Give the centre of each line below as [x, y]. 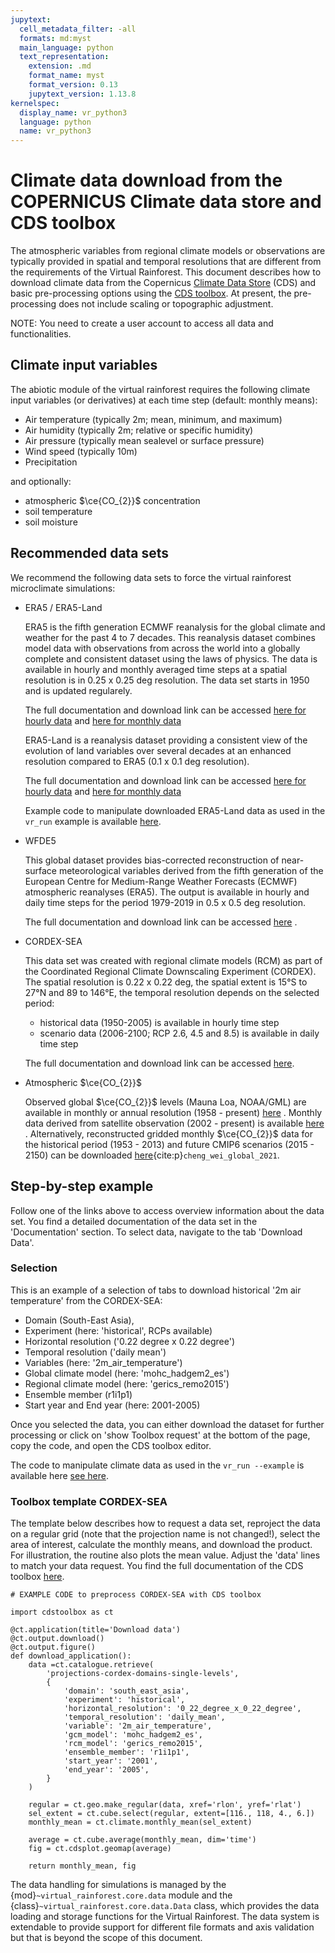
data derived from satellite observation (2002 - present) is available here [174, 1123]
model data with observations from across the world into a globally [162, 648]
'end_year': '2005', [106, 1770]
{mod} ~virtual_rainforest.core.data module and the [121, 1895]
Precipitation [51, 462]
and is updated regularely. [78, 690]
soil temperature [58, 511]
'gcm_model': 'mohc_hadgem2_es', [133, 1735]
